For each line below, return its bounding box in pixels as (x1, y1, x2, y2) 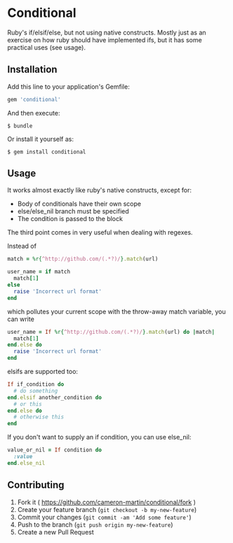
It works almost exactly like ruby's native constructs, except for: (7, 186, 192, 194)
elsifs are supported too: (7, 368, 79, 376)
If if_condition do (7, 381, 65, 388)
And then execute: (7, 108, 60, 117)
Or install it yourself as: (7, 135, 74, 143)
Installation (7, 63, 58, 75)
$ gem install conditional (7, 148, 86, 156)
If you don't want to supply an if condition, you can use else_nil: (7, 433, 192, 442)
